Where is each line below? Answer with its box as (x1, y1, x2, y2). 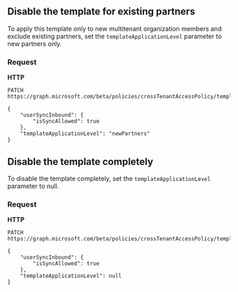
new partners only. (7, 39, 62, 48)
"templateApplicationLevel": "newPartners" (20, 130, 151, 137)
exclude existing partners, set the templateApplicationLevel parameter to (7, 32, 222, 40)
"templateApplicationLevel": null (20, 272, 122, 280)
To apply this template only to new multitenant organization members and (7, 24, 222, 33)
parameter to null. (7, 182, 59, 190)
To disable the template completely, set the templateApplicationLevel (7, 174, 211, 182)
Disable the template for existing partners (7, 6, 195, 18)
